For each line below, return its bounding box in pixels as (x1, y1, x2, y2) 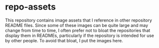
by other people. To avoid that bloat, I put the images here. (5, 37, 123, 43)
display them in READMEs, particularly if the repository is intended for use (5, 33, 154, 38)
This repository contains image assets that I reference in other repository (5, 17, 153, 23)
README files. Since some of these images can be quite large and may (5, 22, 148, 28)
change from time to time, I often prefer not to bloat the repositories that (5, 27, 151, 33)
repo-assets (5, 1, 56, 12)
